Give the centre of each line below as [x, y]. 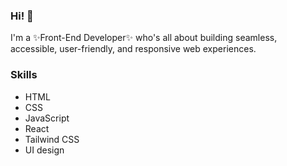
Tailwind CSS [52, 139]
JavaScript [47, 118]
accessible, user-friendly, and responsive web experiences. [133, 49]
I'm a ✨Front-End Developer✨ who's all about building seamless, [144, 38]
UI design [44, 150]
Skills [24, 75]
